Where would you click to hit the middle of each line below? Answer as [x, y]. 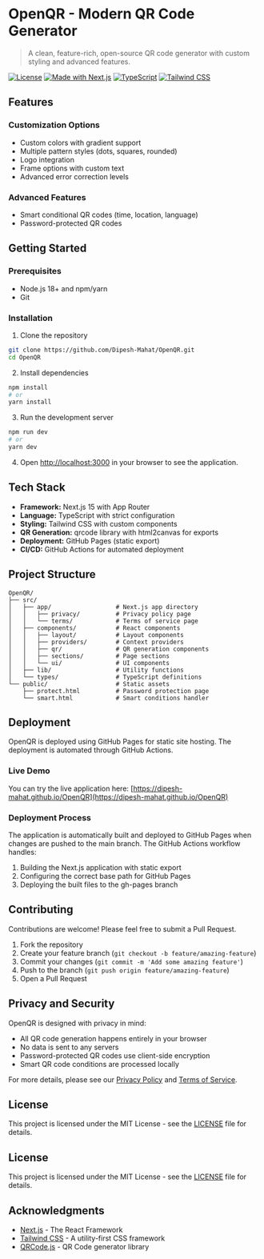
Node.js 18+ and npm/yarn [64, 288]
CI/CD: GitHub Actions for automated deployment [102, 549]
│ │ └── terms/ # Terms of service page [103, 621]
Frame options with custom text [72, 168]
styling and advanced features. [79, 62]
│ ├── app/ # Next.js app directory [103, 607]
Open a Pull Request [54, 978]
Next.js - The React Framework [71, 1230]
